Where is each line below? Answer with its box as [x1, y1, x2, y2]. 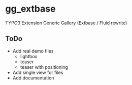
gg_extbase [5, 3, 56, 15]
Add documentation [12, 74, 54, 81]
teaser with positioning [20, 64, 69, 70]
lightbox [20, 53, 38, 59]
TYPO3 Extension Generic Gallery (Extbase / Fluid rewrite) [5, 20, 127, 26]
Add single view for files [12, 69, 63, 75]
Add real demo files [12, 48, 54, 54]
